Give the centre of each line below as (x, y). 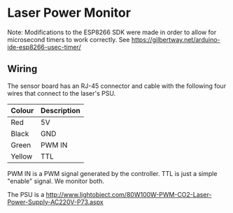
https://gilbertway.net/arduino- (176, 39)
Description (61, 110)
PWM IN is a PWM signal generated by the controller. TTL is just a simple (112, 173)
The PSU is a (26, 194)
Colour (22, 110)
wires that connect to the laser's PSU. (62, 93)
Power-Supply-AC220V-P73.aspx (55, 202)
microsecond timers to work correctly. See (69, 39)
